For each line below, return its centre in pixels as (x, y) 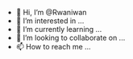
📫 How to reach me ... (53, 47)
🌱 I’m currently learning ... (59, 29)
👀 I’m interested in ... (50, 21)
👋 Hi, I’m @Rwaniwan (51, 12)
